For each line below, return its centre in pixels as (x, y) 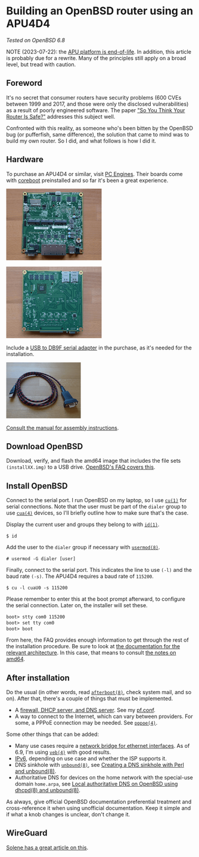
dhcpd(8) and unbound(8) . (47, 790)
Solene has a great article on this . (47, 847)
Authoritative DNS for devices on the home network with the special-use (104, 777)
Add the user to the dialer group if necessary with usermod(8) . (83, 547)
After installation (38, 678)
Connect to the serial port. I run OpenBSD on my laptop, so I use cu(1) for (97, 500)
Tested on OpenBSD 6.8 (36, 40)
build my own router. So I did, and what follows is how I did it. (81, 141)
